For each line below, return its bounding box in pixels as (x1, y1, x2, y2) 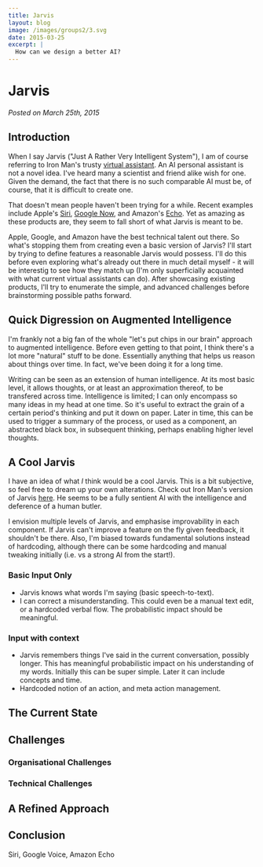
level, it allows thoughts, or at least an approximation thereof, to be (8, 383, 224, 392)
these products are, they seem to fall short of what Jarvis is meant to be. (8, 217, 243, 226)
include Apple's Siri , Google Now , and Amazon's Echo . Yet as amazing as (8, 208, 245, 218)
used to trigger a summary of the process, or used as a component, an (8, 416, 237, 425)
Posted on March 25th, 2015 (8, 108, 100, 117)
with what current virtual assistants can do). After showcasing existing (8, 274, 236, 283)
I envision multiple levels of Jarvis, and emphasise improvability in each (8, 516, 239, 527)
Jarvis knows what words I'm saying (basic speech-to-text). (19, 587, 214, 597)
